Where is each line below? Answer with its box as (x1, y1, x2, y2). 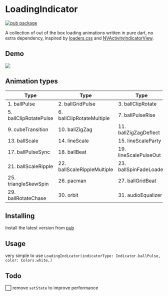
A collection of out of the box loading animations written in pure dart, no (5, 29, 153, 35)
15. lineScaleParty (118, 137, 161, 144)
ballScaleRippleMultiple (58, 166, 113, 173)
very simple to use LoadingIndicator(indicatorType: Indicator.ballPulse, (5, 252, 161, 258)
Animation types (5, 77, 58, 85)
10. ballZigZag (58, 126, 92, 133)
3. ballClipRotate (118, 100, 157, 107)
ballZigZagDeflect (118, 129, 160, 136)
